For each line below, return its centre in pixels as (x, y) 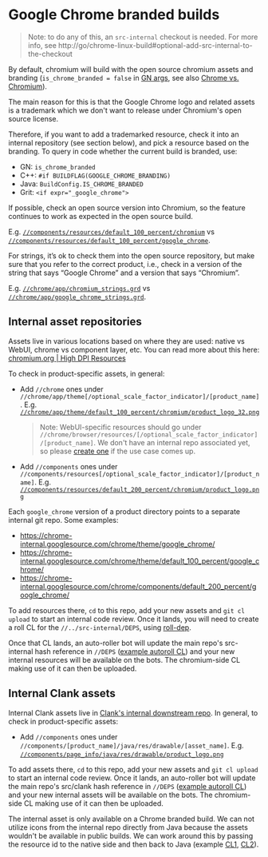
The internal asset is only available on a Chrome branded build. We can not (132, 819)
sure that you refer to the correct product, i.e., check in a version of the (125, 264)
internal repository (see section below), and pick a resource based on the (129, 142)
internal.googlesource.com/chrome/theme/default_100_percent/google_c (140, 560)
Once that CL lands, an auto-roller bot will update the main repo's (116, 643)
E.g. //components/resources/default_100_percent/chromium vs (112, 231)
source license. (33, 118)
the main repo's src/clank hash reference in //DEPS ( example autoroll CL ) (128, 786)
